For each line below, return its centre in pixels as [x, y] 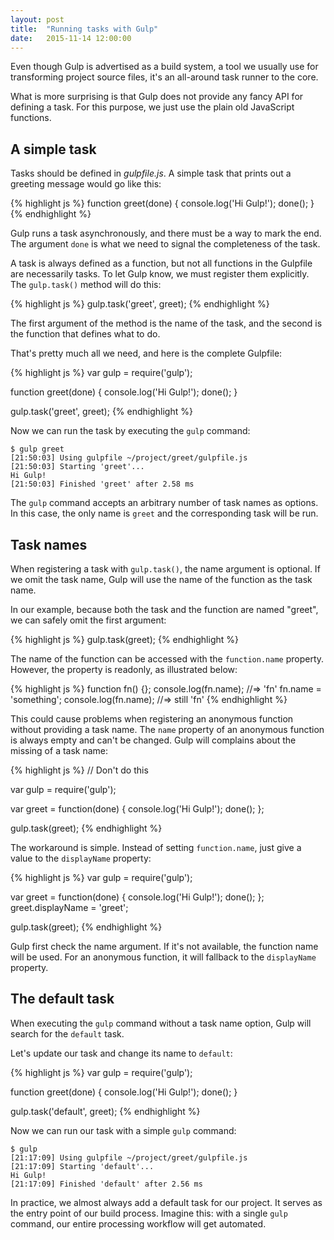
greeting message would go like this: [86, 184]
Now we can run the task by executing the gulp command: [130, 431]
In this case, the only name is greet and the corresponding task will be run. [164, 513]
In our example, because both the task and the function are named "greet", [164, 609]
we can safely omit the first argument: [88, 620]
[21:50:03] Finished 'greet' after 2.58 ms [102, 484]
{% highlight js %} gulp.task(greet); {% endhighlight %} [124, 639]
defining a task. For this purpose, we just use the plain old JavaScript [152, 107]
